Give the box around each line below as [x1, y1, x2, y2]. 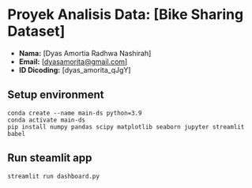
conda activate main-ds [7, 116, 86, 124]
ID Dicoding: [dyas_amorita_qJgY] [18, 65, 131, 74]
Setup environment [7, 88, 104, 102]
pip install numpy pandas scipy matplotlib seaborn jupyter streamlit [7, 122, 245, 131]
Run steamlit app [7, 152, 92, 165]
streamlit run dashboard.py [7, 172, 100, 180]
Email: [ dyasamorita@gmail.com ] [18, 57, 128, 66]
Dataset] [7, 22, 66, 40]
